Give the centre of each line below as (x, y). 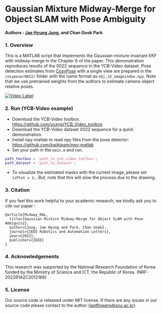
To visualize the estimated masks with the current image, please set (79, 172)
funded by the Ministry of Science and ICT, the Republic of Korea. (70, 272)
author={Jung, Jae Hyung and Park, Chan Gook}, (58, 227)
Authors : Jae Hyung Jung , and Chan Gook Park (54, 32)
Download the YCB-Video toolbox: (46, 119)
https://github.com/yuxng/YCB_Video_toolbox (57, 124)
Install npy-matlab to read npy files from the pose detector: (70, 139)
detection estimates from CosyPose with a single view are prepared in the (78, 71)
